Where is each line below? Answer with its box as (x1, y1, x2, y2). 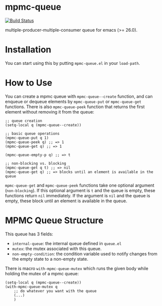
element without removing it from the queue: (5, 109, 94, 115)
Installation (5, 44, 52, 55)
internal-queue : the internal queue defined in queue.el (12, 240, 122, 246)
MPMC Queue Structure (5, 215, 104, 226)
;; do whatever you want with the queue (14, 288, 97, 293)
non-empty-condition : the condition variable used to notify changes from (12, 250, 158, 257)
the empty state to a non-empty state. (12, 256, 89, 262)
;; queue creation (5, 118, 42, 123)
